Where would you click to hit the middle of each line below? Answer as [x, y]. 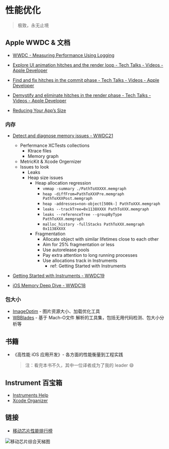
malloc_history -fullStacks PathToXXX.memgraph [94, 224]
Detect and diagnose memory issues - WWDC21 [63, 136]
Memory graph [43, 156]
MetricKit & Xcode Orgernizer [51, 161]
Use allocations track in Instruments [80, 261]
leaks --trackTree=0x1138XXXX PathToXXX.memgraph [96, 209]
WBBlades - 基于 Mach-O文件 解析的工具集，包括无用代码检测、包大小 [86, 318]
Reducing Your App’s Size [39, 110]
